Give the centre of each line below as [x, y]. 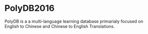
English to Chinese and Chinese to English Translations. [60, 26]
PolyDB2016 [30, 8]
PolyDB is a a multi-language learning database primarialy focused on [74, 21]
